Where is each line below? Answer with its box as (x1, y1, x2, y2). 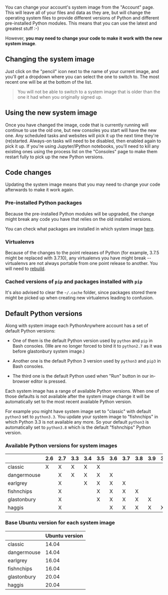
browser (12, 378, 30, 385)
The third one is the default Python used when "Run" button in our (12, 373, 149, 379)
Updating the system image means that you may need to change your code (5, 181, 160, 187)
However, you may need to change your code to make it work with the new (5, 35, 162, 41)
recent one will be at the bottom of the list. (5, 79, 92, 85)
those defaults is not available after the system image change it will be (5, 393, 150, 400)
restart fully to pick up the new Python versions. (5, 154, 104, 160)
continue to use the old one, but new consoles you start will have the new (5, 127, 157, 133)
